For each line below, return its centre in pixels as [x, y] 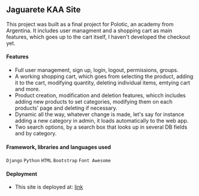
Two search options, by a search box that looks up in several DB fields [101, 127]
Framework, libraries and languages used [59, 147]
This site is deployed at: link [49, 187]
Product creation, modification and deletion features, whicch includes [100, 95]
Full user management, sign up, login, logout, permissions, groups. [97, 70]
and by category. [35, 133]
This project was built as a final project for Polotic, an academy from [90, 24]
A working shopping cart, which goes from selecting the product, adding [104, 76]
